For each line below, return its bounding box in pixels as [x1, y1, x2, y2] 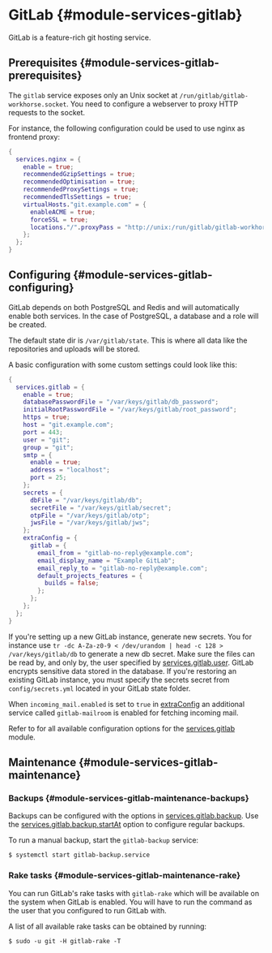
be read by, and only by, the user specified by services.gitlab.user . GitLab [8, 658, 254, 667]
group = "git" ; [23, 443, 74, 451]
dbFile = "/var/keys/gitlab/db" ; [29, 496, 143, 504]
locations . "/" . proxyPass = [29, 223, 121, 231]
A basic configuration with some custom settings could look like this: [8, 360, 237, 369]
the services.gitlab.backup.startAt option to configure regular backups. [8, 820, 245, 830]
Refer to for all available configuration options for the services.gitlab [8, 723, 236, 733]
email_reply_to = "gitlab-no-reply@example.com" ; [37, 564, 208, 572]
